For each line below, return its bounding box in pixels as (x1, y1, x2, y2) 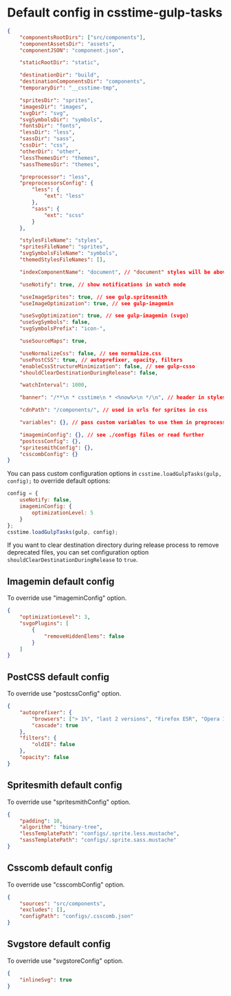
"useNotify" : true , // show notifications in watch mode (19, 281, 186, 288)
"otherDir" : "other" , (19, 148, 81, 155)
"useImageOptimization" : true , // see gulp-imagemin (19, 300, 174, 307)
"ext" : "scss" (43, 211, 85, 218)
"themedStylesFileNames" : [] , (19, 256, 107, 263)
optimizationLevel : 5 (32, 509, 94, 516)
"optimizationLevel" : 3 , (19, 614, 91, 621)
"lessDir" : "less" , (19, 129, 76, 136)
